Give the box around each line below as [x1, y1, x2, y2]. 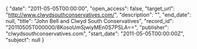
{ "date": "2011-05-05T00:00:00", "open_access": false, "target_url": [5, 5, 175, 12]
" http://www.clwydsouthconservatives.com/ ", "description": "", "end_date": [5, 11, 192, 18]
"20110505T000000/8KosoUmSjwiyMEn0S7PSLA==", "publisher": [5, 24, 169, 31]
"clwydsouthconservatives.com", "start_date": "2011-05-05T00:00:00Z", [5, 30, 185, 37]
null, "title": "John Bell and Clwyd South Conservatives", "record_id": [5, 18, 174, 24]
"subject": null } [5, 37, 44, 43]
